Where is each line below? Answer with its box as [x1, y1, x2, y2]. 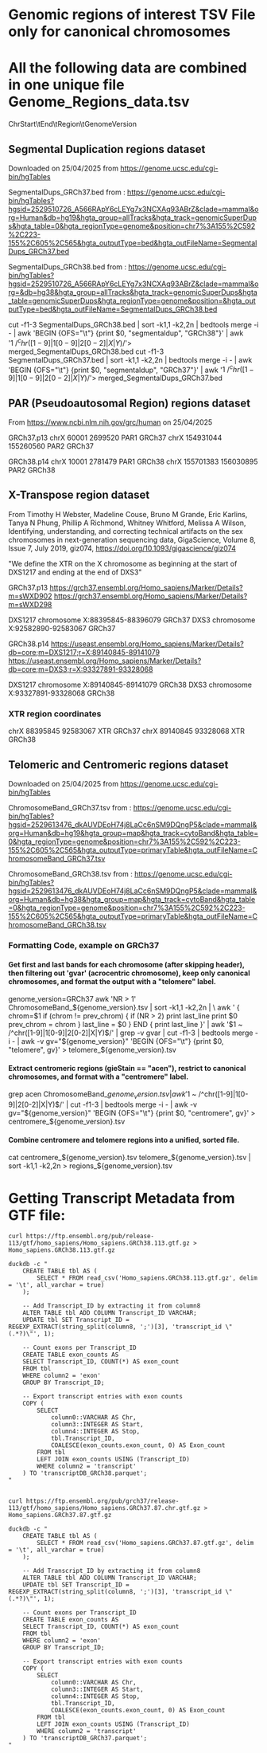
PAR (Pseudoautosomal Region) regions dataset [8, 396, 251, 410]
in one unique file [8, 76, 125, 94]
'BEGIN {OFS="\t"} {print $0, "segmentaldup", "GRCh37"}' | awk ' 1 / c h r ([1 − [8, 363, 254, 375]
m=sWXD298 [8, 599, 52, 609]
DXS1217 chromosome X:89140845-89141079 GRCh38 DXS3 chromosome [8, 680, 253, 689]
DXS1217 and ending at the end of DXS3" [8, 567, 142, 577]
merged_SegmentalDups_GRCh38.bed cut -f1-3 [8, 347, 164, 356]
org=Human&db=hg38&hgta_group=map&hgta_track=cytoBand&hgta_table [8, 894, 256, 904]
